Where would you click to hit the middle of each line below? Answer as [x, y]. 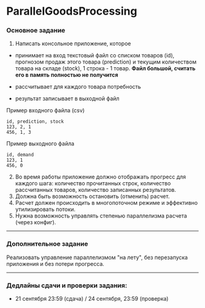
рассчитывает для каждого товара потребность [78, 87]
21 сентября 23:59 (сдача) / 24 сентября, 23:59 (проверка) [92, 299]
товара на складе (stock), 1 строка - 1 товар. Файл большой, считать [105, 68]
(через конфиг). [35, 222]
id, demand [20, 155]
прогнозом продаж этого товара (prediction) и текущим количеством [106, 62]
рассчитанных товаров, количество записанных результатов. [95, 190]
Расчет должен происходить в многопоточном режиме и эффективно [106, 203]
